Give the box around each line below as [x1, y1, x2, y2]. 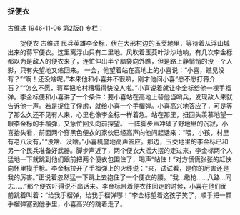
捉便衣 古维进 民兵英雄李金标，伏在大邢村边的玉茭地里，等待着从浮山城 [19, 39, 230, 48]
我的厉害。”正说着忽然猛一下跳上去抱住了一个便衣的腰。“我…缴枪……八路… [7, 173, 226, 181]
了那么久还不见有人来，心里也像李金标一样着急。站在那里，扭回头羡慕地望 [7, 111, 226, 119]
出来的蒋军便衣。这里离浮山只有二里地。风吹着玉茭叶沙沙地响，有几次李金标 [7, 48, 233, 56]
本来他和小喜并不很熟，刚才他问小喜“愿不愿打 [69, 75, 204, 84]
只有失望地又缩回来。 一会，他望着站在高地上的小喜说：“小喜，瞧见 [19, 66, 219, 74]
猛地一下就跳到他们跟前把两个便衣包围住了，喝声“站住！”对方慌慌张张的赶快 [7, 155, 232, 164]
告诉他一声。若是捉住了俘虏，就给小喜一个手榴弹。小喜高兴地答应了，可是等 [7, 101, 233, 110]
